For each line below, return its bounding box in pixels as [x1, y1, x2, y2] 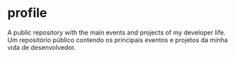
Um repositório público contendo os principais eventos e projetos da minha [7, 35, 228, 44]
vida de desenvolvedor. [7, 43, 76, 51]
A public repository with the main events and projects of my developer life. [7, 28, 226, 37]
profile [7, 5, 48, 21]
